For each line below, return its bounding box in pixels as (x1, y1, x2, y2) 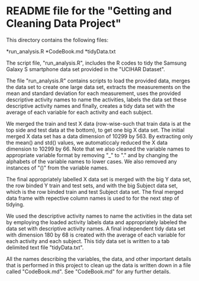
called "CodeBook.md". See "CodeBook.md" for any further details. (6, 268, 171, 275)
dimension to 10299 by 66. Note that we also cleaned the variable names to (6, 145, 190, 152)
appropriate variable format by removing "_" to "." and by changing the (6, 151, 178, 158)
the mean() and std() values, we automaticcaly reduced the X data (6, 139, 168, 146)
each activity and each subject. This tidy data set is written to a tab (6, 237, 170, 244)
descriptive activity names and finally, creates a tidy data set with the (6, 102, 175, 109)
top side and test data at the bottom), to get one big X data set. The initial (6, 126, 185, 133)
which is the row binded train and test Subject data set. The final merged (6, 188, 184, 195)
